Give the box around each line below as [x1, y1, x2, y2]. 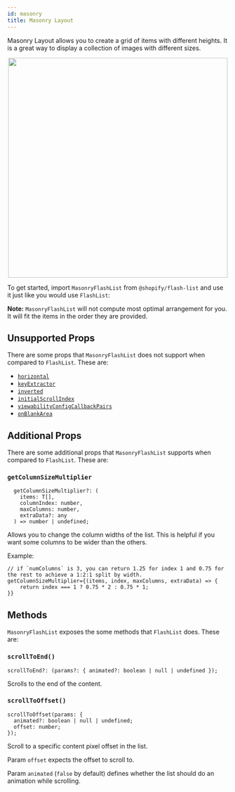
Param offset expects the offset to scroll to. [7, 755, 135, 764]
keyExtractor [17, 381, 56, 388]
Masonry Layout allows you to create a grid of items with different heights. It [7, 36, 228, 44]
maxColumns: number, [20, 506, 80, 513]
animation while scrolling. [7, 777, 81, 785]
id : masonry [7, 10, 42, 18]
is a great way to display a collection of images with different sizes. [7, 44, 201, 52]
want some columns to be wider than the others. [7, 538, 147, 547]
